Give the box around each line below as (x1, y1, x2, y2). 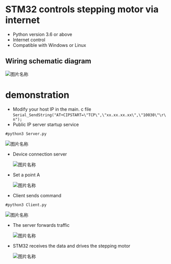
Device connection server (12, 151, 67, 157)
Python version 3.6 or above (12, 31, 72, 37)
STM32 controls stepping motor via (5, 4, 159, 15)
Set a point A (12, 172, 40, 178)
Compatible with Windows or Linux (12, 42, 86, 48)
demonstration (5, 89, 70, 100)
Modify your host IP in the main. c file (12, 106, 91, 112)
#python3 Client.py (5, 202, 47, 207)
